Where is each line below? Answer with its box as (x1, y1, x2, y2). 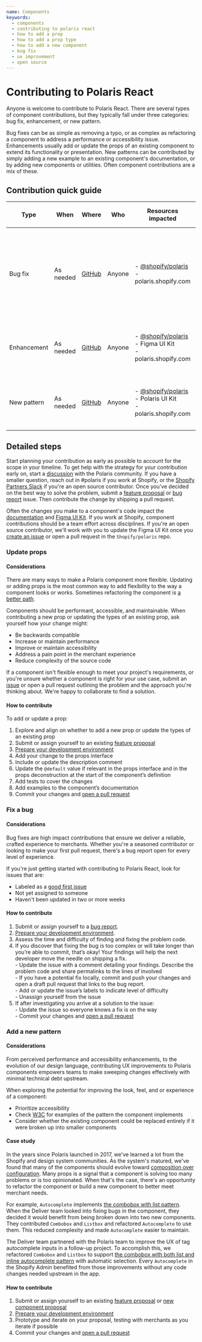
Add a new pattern (6, 1027, 61, 1036)
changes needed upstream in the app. (6, 1270, 101, 1278)
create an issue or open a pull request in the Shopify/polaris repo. (6, 533, 171, 540)
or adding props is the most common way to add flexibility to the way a (6, 583, 182, 590)
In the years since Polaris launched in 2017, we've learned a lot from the (6, 1151, 184, 1158)
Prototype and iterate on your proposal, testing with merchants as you (14, 1316, 188, 1324)
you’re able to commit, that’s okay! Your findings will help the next (14, 948, 178, 956)
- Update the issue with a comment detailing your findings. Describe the (14, 961, 194, 968)
